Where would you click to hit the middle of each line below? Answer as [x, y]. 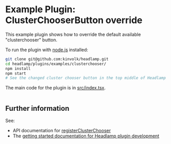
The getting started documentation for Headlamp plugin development [86, 136]
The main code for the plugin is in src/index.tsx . [56, 88]
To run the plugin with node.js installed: [47, 50]
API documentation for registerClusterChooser [62, 131]
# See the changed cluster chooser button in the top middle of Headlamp [86, 78]
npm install [18, 68]
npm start [16, 73]
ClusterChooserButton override [74, 20]
